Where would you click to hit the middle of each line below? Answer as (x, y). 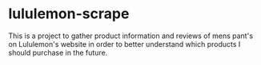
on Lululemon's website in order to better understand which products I (124, 44)
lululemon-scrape (69, 14)
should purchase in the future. (58, 52)
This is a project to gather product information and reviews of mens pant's (131, 36)
